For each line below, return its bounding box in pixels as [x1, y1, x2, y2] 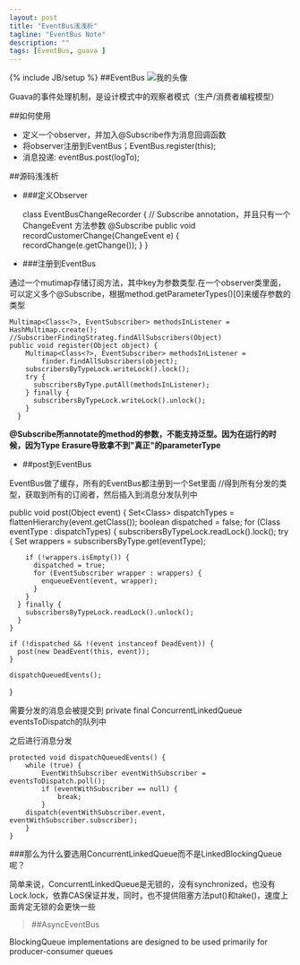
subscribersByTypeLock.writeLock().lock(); [25, 365, 191, 374]
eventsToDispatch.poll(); [9, 777, 106, 786]
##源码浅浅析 [9, 171, 59, 182]
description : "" [9, 38, 70, 48]
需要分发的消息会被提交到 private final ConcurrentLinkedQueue [9, 705, 243, 716]
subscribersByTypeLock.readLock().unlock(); [25, 608, 194, 617]
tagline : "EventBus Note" [9, 30, 106, 39]
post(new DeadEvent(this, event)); [17, 648, 150, 656]
